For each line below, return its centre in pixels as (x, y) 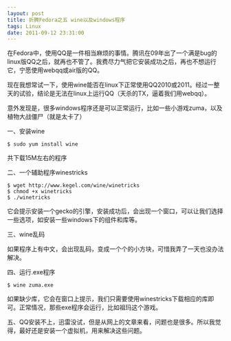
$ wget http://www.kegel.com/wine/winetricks (73, 186)
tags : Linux (24, 26)
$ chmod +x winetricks (40, 192)
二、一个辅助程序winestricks (47, 173)
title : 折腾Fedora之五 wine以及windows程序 (66, 20)
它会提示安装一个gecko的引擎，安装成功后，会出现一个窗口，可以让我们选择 (115, 211)
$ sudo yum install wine (43, 144)
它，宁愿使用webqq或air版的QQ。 (55, 70)
